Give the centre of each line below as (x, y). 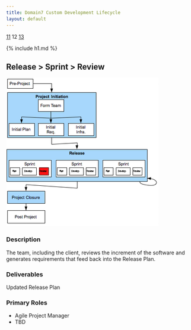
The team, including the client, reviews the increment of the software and (95, 253)
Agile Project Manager (42, 316)
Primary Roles (27, 303)
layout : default (26, 19)
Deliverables (25, 274)
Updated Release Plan (33, 287)
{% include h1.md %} (32, 48)
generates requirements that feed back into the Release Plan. (81, 259)
